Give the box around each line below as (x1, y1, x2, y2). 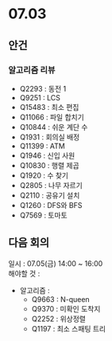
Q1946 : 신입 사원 (19, 151, 75, 160)
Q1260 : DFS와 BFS (19, 200, 83, 210)
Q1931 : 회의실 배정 (19, 132, 80, 142)
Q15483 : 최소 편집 (19, 102, 79, 112)
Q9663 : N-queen (31, 294, 90, 304)
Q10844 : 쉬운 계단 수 (19, 122, 88, 131)
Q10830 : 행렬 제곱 (19, 160, 79, 170)
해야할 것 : (8, 268, 41, 278)
